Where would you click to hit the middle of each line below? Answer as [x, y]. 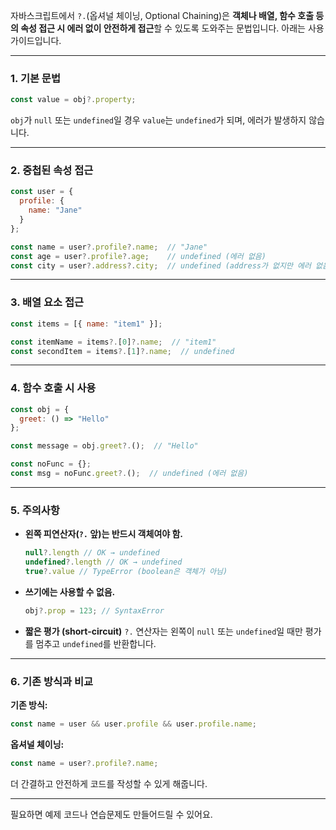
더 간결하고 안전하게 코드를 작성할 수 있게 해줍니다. [109, 783]
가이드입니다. [36, 40]
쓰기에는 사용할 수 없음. [70, 591]
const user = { [42, 192]
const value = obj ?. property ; [73, 100]
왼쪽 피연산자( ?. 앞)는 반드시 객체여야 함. [104, 534]
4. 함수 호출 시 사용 [53, 388]
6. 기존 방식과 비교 [52, 681]
